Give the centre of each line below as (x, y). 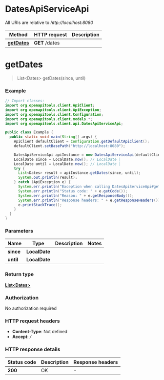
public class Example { (29, 132)
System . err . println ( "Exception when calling (64, 187)
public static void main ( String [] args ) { (53, 137)
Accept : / (22, 337)
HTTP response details (33, 349)
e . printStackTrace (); (40, 205)
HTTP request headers (32, 321)
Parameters (19, 231)
